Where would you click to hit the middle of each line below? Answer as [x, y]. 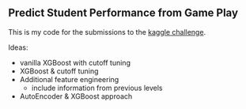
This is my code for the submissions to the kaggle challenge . [107, 32]
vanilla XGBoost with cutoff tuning [75, 62]
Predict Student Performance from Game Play [123, 13]
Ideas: [18, 47]
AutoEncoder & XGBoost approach [76, 96]
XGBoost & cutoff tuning [59, 71]
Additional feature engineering [69, 79]
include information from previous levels [97, 88]
